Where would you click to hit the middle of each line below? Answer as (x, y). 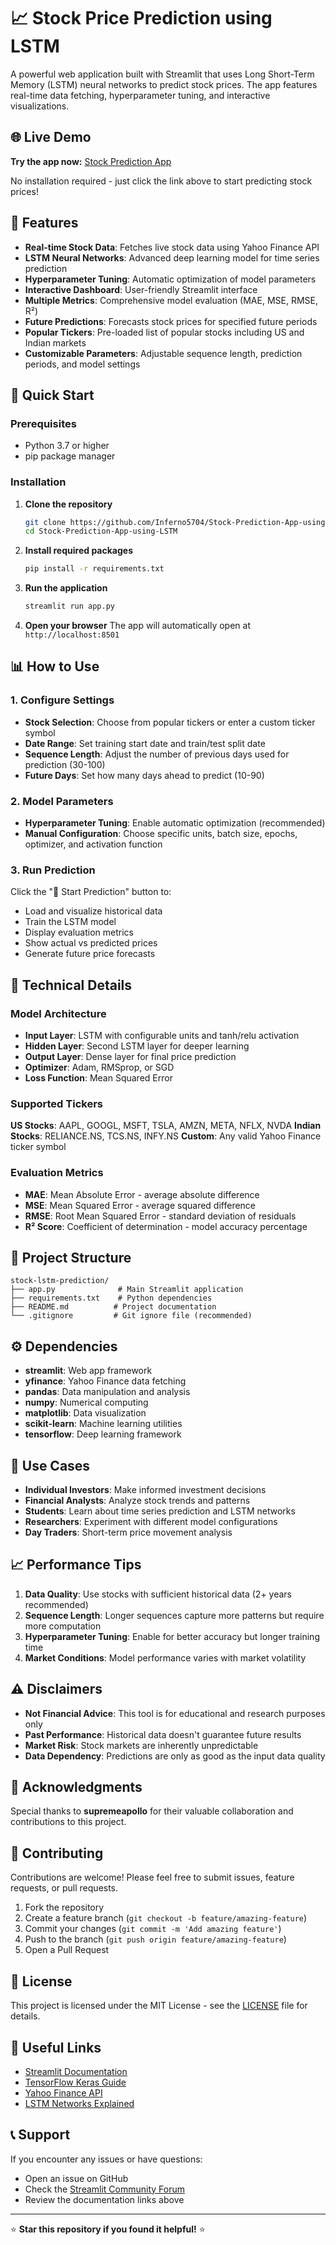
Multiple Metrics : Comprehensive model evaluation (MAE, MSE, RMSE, (171, 300)
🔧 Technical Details (71, 985)
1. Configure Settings (62, 700)
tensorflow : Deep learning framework (103, 1434)
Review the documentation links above (104, 2199)
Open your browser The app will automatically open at (138, 626)
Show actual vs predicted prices (91, 943)
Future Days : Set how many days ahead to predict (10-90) (144, 775)
